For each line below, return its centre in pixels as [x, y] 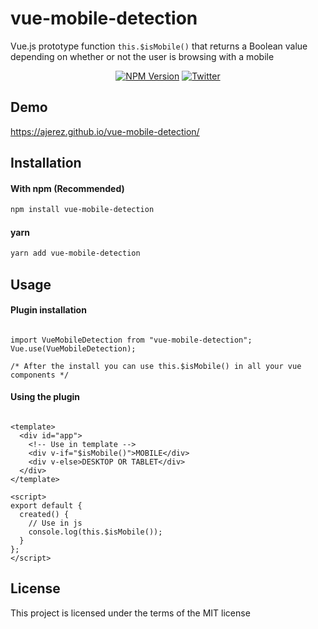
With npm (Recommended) [67, 188]
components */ [40, 375]
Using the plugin [45, 397]
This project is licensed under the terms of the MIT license [130, 613]
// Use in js [55, 523]
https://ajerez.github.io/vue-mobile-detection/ [105, 131]
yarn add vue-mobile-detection [75, 253]
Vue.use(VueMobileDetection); [73, 348]
